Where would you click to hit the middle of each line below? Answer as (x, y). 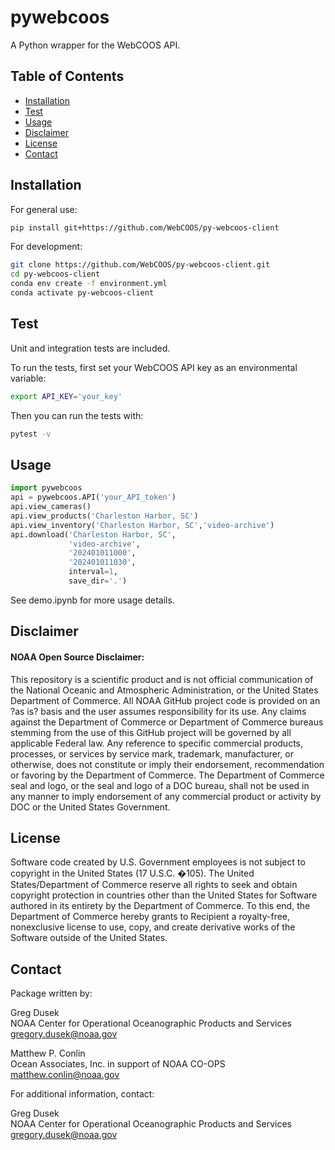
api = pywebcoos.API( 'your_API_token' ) (93, 497)
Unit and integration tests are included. (90, 348)
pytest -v (31, 434)
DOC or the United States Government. (90, 807)
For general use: (44, 209)
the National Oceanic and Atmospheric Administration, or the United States (164, 690)
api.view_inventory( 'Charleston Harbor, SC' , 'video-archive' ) (142, 525)
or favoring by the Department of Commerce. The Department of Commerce (167, 775)
